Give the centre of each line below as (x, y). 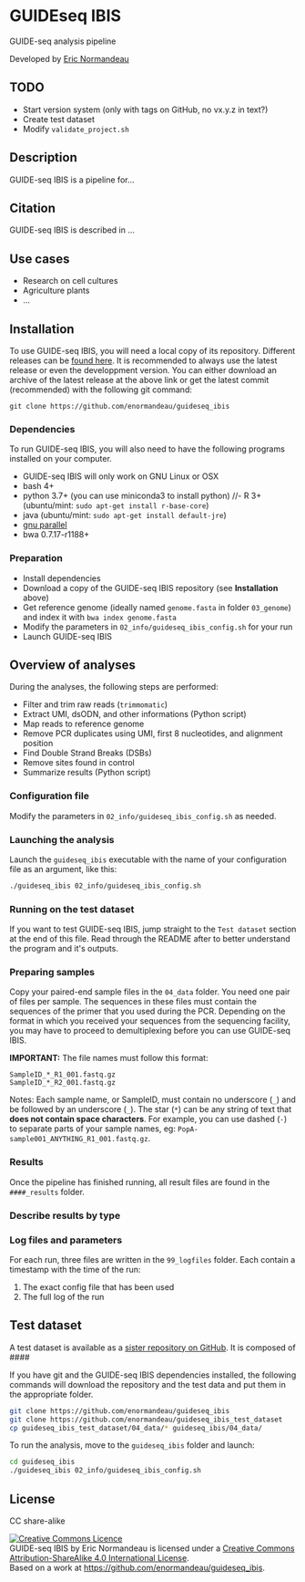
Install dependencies (62, 578)
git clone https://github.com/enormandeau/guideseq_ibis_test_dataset (146, 1420)
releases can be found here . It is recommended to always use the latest (143, 360)
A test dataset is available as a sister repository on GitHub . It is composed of (152, 1348)
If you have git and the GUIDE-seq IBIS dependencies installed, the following (153, 1375)
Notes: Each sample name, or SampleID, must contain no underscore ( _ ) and (152, 1099)
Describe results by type (65, 1215)
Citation (33, 208)
